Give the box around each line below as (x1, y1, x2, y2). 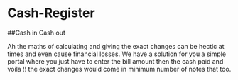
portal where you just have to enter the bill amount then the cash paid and (7, 57, 224, 65)
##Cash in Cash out (7, 28, 65, 37)
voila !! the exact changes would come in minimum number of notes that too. (7, 64, 232, 73)
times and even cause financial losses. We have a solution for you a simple (7, 50, 226, 58)
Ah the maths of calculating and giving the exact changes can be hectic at (7, 42, 225, 50)
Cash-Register (7, 5, 95, 21)
